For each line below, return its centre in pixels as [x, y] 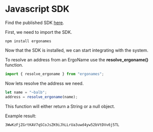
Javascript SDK [37, 9]
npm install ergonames [28, 41]
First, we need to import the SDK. [39, 32]
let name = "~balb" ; [26, 92]
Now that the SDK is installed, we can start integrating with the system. [77, 50]
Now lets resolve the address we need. [44, 83]
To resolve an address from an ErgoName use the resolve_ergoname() [77, 59]
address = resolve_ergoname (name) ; [41, 97]
